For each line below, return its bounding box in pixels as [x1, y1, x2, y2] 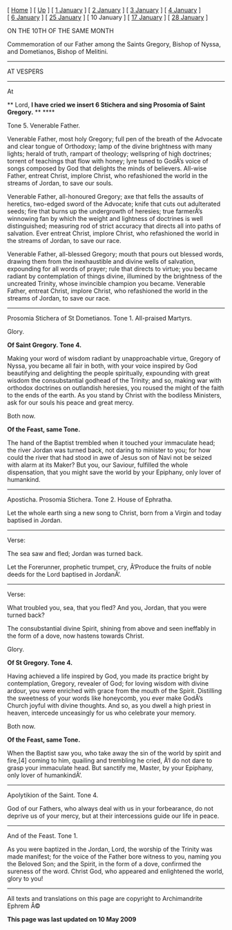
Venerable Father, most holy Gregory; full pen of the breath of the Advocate [7, 135, 223, 143]
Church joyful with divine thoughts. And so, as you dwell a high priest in [7, 701, 211, 709]
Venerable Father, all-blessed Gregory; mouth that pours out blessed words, [7, 250, 224, 258]
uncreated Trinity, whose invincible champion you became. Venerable [7, 280, 206, 287]
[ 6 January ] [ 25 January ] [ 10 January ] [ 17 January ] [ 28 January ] [7, 13, 209, 21]
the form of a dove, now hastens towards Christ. [7, 632, 145, 640]
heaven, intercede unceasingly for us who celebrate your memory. [7, 709, 197, 717]
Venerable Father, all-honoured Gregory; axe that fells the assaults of [7, 193, 204, 200]
